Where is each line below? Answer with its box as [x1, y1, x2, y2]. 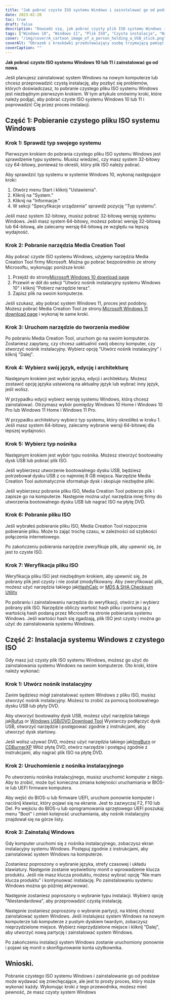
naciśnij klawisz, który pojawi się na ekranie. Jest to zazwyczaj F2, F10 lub [5, 800, 160, 806]
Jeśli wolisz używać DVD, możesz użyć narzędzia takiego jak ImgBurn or [5, 739, 156, 745]
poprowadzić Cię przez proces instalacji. [5, 101, 90, 107]
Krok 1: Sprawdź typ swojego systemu [5, 139, 101, 146]
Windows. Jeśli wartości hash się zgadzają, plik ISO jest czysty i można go [5, 616, 161, 622]
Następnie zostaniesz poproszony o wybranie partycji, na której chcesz [5, 907, 154, 914]
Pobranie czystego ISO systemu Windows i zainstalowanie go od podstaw [5, 973, 159, 979]
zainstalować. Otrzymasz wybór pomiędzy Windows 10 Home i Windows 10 [5, 402, 163, 408]
